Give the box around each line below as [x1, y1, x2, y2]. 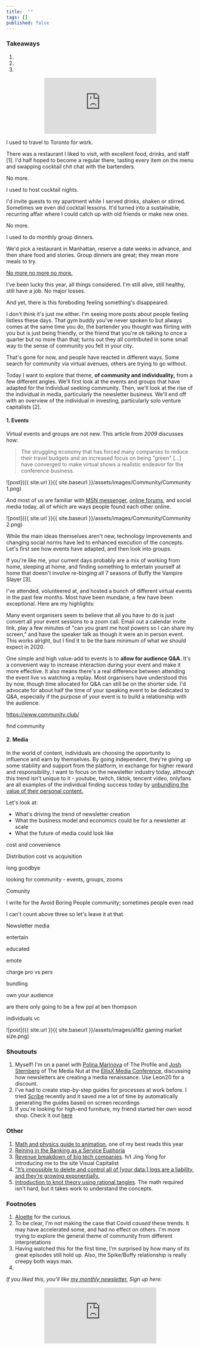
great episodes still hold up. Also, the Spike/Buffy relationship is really [14, 1251, 187, 1258]
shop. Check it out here [14, 1112, 73, 1119]
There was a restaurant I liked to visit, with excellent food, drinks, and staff [6, 150, 190, 157]
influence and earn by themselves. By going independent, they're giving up [6, 756, 191, 763]
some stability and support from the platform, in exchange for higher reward [6, 762, 193, 769]
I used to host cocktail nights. [6, 186, 79, 193]
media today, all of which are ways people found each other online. [6, 503, 171, 510]
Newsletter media [6, 922, 50, 929]
